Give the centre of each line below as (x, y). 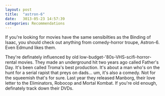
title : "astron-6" (25, 14)
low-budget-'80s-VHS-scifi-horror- (115, 57)
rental (11, 62)
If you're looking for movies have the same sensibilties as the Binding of (78, 37)
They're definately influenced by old (42, 57)
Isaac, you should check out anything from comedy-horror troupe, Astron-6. (82, 43)
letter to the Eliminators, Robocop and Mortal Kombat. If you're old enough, (81, 83)
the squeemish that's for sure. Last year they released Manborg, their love (80, 78)
